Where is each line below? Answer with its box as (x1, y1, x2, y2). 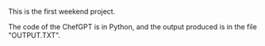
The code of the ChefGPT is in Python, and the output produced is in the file (8, 22, 258, 31)
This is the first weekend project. (8, 7, 116, 16)
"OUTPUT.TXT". (8, 31, 61, 40)
